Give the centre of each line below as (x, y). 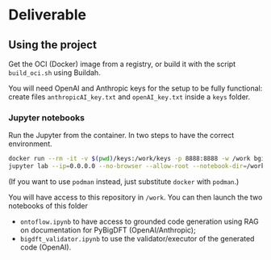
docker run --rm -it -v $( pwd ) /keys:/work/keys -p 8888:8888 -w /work (129, 159)
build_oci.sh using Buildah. (54, 73)
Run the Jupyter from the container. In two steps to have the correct (121, 136)
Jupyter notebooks (46, 117)
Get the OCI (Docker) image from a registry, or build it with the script (122, 64)
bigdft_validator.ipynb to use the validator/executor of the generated (137, 239)
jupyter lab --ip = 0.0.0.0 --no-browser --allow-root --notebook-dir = (128, 166)
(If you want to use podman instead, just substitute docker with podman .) (124, 182)
